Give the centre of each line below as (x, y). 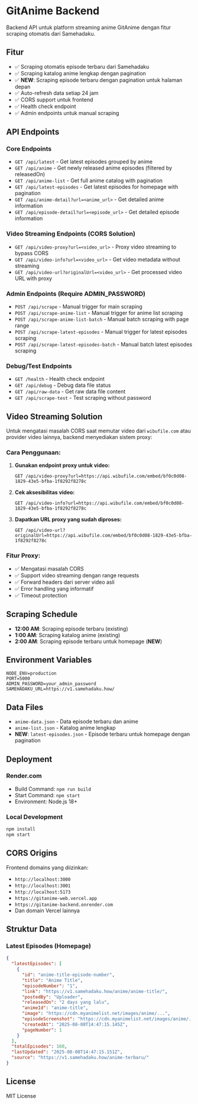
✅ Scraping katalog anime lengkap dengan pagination (80, 73)
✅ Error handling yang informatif (54, 588)
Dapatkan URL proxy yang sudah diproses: (68, 520)
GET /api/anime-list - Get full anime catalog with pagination (89, 181)
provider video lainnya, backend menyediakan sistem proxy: (79, 437)
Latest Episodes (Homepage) (49, 946)
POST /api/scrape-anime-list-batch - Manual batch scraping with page (102, 319)
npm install (21, 829)
